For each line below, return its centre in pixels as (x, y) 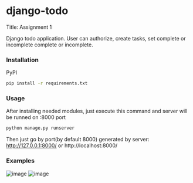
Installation (23, 60)
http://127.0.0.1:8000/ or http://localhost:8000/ (62, 145)
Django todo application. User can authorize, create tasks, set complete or (96, 38)
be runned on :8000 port (36, 117)
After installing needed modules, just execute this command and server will (97, 111)
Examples (21, 161)
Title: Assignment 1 (29, 27)
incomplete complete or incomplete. (50, 45)
